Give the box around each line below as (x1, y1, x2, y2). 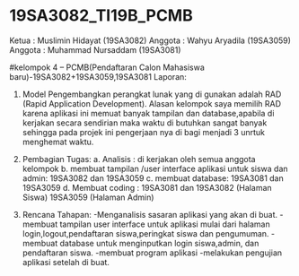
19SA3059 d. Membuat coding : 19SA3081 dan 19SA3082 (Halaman (22, 182, 272, 193)
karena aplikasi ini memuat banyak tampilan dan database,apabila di (22, 108, 275, 118)
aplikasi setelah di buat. (22, 256, 110, 267)
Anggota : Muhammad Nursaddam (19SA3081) (9, 44, 181, 55)
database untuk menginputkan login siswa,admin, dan (59, 237, 259, 248)
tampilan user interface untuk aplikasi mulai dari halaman (59, 219, 271, 229)
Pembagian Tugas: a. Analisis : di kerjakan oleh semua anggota (22, 153, 256, 164)
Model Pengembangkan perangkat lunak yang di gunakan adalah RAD (22, 89, 282, 99)
